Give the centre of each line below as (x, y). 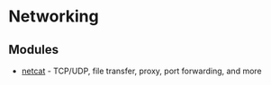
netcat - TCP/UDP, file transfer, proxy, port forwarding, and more (141, 71)
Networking (54, 17)
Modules (34, 50)
